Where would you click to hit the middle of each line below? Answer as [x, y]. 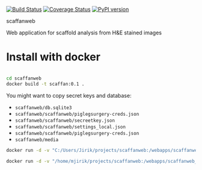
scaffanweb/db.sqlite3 [43, 108]
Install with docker [54, 57]
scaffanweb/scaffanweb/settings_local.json [70, 127]
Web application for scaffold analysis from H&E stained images [84, 33]
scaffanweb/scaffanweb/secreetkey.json [65, 121]
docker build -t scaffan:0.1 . [45, 84]
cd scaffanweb [24, 78]
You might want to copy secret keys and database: [69, 95]
